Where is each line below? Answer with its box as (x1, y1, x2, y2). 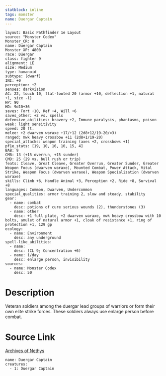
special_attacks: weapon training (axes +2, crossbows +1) (5, 139, 130, 145)
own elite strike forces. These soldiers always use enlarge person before (5, 309, 154, 315)
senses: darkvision (5, 87, 46, 92)
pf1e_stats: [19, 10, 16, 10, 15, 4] (5, 144, 83, 149)
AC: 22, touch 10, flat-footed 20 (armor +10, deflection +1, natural (5, 91, 155, 96)
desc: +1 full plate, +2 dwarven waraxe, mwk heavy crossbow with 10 (14, 213, 162, 218)
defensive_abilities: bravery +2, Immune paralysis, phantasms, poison (5, 118, 157, 123)
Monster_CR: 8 (5, 39, 35, 44)
